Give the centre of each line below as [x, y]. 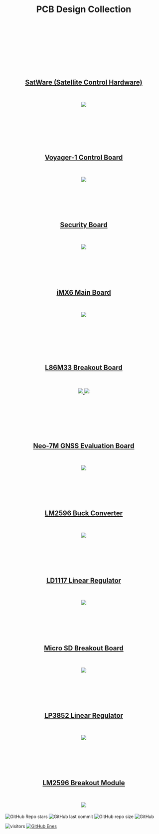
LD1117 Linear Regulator [84, 581]
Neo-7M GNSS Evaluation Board [84, 446]
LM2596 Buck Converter [84, 513]
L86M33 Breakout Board [84, 368]
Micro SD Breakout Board [84, 648]
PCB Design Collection [84, 9]
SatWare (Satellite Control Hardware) [84, 82]
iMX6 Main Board [84, 292]
